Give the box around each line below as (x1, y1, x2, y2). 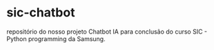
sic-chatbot (6, 5, 75, 21)
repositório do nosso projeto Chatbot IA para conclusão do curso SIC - (6, 27, 208, 36)
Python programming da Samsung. (6, 34, 106, 42)
